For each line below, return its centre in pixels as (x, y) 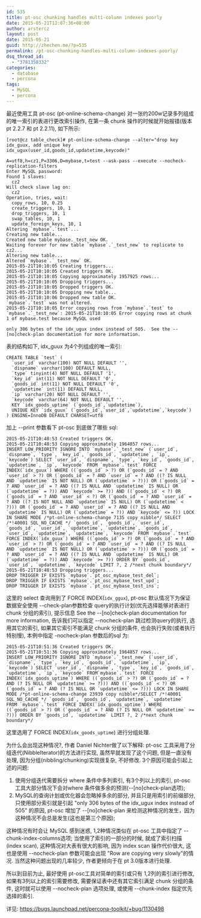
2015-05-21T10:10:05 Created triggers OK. (60, 271)
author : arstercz (28, 29)
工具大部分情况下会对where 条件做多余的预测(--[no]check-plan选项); (100, 788)
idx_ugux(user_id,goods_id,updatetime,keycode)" (68, 150)
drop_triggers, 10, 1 (39, 213)
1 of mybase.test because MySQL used (53, 318)
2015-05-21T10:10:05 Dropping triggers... (60, 282)
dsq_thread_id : (25, 56)
